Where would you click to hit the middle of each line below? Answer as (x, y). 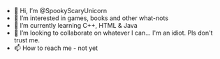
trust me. (27, 40)
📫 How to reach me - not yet (56, 48)
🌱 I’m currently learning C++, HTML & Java (75, 25)
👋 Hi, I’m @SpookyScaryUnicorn (60, 11)
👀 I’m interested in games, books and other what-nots (91, 18)
